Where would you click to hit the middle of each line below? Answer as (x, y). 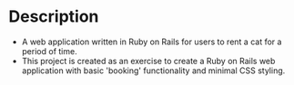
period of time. (50, 51)
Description (54, 17)
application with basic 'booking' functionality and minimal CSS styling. (153, 71)
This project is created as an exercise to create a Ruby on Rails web (148, 61)
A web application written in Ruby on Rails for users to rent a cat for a (152, 42)
